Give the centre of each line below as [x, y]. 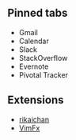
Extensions [36, 100]
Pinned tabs [38, 13]
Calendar [34, 41]
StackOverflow [43, 58]
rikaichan [34, 119]
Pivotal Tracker [44, 74]
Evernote [34, 66]
